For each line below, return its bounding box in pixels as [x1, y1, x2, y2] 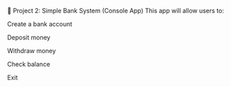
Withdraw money [7, 47, 56, 55]
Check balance [7, 60, 51, 68]
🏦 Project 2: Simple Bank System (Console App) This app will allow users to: [7, 7, 224, 14]
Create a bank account [7, 20, 73, 28]
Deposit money [7, 33, 51, 41]
